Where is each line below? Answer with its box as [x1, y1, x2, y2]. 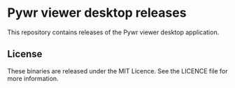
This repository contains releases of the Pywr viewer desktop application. [7, 28, 220, 36]
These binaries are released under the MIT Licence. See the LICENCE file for [7, 66, 229, 75]
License [7, 48, 43, 60]
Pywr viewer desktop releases [7, 5, 187, 21]
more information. [7, 74, 59, 82]
